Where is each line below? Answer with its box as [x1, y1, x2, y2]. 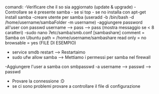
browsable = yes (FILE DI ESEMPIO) [5, 40, 76, 45]
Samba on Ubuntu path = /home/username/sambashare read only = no [5, 35, 146, 40]
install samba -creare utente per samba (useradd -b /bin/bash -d [5, 14, 134, 20]
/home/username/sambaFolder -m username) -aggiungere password [5, 19, 143, 25]
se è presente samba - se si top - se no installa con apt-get [28, 9, 146, 15]
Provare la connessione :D [12, 78, 65, 84]
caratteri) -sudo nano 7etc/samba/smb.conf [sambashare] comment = [5, 30, 145, 35]
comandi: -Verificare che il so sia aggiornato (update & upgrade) [5, 4, 133, 10]
